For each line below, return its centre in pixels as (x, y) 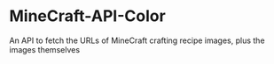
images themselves (45, 49)
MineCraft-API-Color (87, 16)
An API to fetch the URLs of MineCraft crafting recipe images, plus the (137, 40)
